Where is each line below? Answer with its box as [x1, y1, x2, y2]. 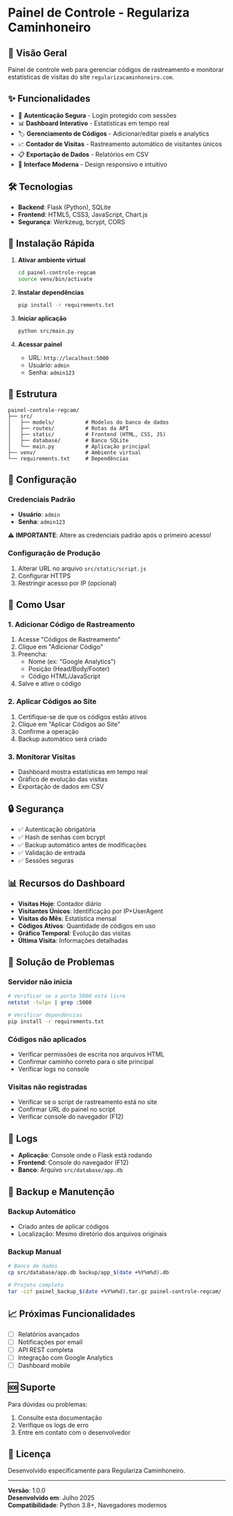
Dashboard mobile [17, 1361, 71, 1369]
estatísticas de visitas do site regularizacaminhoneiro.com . [8, 73, 174, 81]
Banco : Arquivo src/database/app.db [17, 1166, 123, 1174]
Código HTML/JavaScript [28, 672, 101, 680]
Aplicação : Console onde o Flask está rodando [17, 1151, 153, 1159]
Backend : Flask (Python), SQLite [17, 203, 111, 211]
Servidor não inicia [8, 977, 73, 986]
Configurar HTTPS [17, 571, 71, 579]
